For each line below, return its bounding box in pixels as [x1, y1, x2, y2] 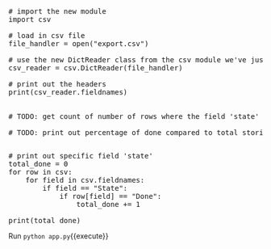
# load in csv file [8, 32, 85, 40]
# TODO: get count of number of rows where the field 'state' [8, 112, 260, 120]
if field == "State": [42, 184, 128, 192]
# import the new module [8, 7, 106, 15]
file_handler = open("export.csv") [8, 40, 149, 48]
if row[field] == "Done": [59, 192, 162, 200]
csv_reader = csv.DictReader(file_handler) [8, 64, 183, 72]
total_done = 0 [8, 159, 69, 168]
